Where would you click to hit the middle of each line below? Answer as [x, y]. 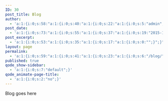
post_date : [16, 28]
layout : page [19, 47]
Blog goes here [21, 93]
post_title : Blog [23, 14]
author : [13, 19]
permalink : [16, 51]
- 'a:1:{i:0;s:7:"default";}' [41, 70]
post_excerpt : [20, 38]
